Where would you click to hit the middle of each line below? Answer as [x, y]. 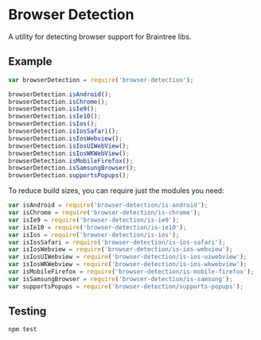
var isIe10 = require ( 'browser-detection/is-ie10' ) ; [97, 227]
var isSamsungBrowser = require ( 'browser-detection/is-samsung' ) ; [121, 279]
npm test [23, 330]
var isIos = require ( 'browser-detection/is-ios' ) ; [94, 235]
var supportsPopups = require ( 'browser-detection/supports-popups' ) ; [126, 286]
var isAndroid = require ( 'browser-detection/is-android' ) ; [108, 205]
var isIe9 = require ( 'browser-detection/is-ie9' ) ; [94, 220]
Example [30, 62]
